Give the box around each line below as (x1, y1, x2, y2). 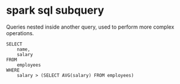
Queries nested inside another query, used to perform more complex (6, 23, 175, 30)
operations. (6, 29, 34, 36)
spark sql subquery (6, 4, 105, 17)
